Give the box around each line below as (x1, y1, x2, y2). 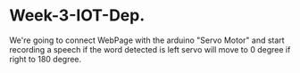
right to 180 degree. (9, 53, 82, 64)
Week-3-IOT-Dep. (9, 5, 146, 26)
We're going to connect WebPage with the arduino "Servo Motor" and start (9, 35, 285, 45)
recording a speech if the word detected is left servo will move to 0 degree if (9, 44, 291, 54)
